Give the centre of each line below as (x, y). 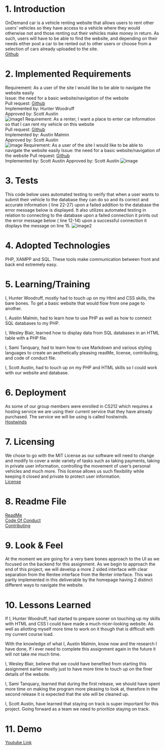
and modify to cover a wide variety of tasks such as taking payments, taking (82, 461)
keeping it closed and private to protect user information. (63, 476)
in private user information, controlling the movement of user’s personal (78, 466)
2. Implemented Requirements (68, 74)
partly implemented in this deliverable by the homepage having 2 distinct (79, 580)
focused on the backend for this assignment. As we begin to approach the (80, 564)
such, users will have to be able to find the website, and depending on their (81, 38)
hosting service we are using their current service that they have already (79, 411)
